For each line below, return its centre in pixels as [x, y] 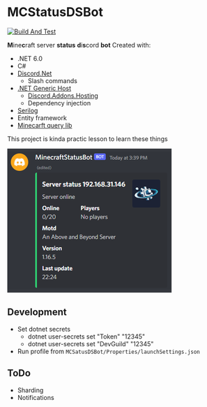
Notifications [36, 397]
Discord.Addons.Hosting [63, 96]
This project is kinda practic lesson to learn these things [88, 139]
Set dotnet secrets [44, 329]
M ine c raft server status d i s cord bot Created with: [79, 45]
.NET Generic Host [44, 88]
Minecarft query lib [45, 125]
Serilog [28, 110]
